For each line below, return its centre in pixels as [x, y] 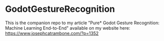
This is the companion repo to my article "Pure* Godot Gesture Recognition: [82, 23]
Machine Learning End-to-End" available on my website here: [68, 28]
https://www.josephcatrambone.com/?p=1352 [52, 33]
